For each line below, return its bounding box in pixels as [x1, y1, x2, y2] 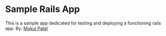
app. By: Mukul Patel [5, 25, 48, 31]
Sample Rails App [5, 3, 80, 15]
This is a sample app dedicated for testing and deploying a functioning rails [5, 20, 161, 26]
